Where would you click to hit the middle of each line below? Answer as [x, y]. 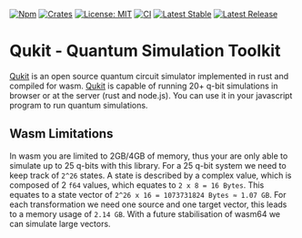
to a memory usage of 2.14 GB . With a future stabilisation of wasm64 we [145, 213]
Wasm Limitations [61, 134]
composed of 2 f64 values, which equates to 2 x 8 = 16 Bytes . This [137, 185]
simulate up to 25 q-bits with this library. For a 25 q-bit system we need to [148, 165]
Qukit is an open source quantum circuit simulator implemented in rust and [149, 76]
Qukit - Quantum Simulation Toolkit [145, 51]
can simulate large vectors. [60, 223]
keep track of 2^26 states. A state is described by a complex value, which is [151, 175]
